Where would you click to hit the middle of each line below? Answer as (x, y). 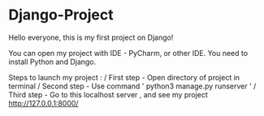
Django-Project (61, 15)
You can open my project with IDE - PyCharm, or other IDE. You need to (128, 53)
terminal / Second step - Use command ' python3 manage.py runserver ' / (132, 86)
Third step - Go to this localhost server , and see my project (108, 94)
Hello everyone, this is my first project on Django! (91, 37)
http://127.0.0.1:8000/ (43, 103)
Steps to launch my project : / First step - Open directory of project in (124, 77)
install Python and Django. (52, 62)
